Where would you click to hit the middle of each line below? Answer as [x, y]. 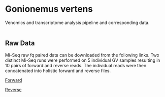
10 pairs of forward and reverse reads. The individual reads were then [76, 65]
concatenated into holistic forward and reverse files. [58, 71]
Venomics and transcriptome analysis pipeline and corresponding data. [77, 23]
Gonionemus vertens [49, 9]
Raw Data [20, 43]
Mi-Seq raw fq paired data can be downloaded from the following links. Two [82, 55]
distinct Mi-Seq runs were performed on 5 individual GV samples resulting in [83, 60]
